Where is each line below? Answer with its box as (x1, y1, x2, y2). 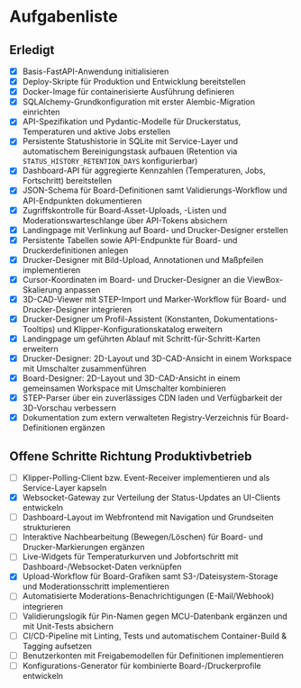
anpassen (64, 284, 101, 294)
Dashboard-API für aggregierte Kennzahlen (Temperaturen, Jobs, (22, 165, 266, 177)
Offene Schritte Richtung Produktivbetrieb (9, 448, 252, 464)
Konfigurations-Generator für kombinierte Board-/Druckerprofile (22, 660, 261, 671)
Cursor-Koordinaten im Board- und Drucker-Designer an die (22, 274, 246, 285)
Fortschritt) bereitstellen (22, 176, 113, 186)
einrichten (22, 106, 60, 118)
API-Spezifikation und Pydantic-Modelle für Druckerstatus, (22, 116, 242, 127)
